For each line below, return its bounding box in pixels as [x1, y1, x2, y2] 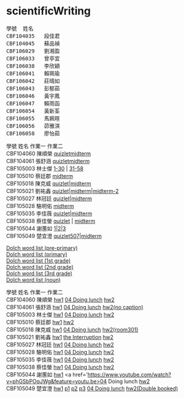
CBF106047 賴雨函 [6, 100, 60, 107]
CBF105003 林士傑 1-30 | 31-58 [6, 165, 84, 172]
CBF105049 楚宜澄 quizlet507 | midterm [6, 232, 102, 239]
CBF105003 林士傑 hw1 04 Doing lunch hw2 [6, 310, 115, 318]
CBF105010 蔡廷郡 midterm [6, 172, 73, 179]
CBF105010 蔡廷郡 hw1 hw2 [6, 318, 75, 325]
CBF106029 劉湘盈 [6, 47, 60, 55]
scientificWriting [6, 4, 91, 18]
